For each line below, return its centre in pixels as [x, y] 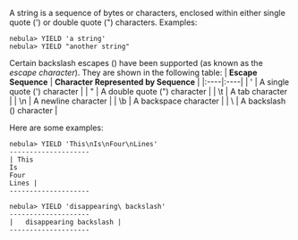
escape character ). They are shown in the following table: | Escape [133, 72]
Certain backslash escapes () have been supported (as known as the [136, 63]
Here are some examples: [57, 128]
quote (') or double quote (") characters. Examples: [103, 22]
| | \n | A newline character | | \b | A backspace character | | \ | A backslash [148, 101]
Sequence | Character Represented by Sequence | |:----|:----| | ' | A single [149, 82]
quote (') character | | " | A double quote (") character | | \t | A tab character [149, 91]
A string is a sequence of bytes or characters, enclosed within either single [148, 13]
